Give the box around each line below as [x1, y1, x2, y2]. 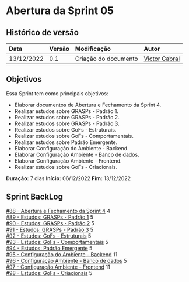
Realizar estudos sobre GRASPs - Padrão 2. [14, 114, 120, 121]
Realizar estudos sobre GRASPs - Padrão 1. [14, 107, 118, 115]
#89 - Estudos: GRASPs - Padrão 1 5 [6, 214, 94, 221]
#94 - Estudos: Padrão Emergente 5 [6, 245, 93, 252]
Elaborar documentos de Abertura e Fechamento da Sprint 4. [14, 101, 162, 108]
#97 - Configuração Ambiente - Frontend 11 [6, 263, 110, 270]
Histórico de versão [6, 27, 79, 37]
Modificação [75, 45, 111, 53]
